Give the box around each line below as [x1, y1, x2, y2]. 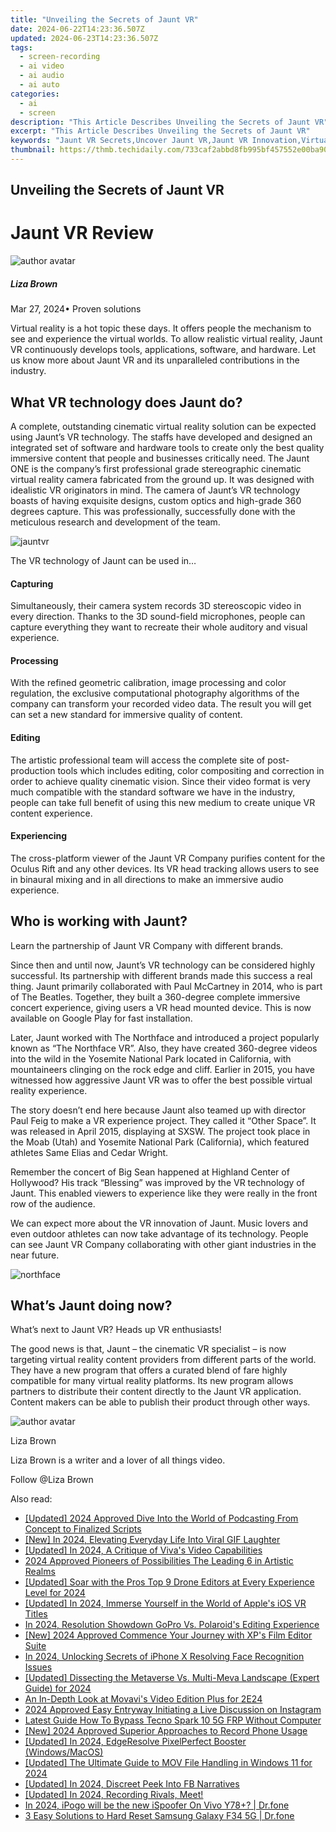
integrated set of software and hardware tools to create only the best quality [10, 441, 325, 453]
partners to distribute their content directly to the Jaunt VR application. [10, 1386, 302, 1398]
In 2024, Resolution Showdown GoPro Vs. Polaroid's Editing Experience [24, 1619, 320, 1631]
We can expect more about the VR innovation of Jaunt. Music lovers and [10, 1217, 309, 1229]
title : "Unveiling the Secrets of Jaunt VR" [10, 14, 199, 25]
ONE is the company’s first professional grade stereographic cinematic [10, 462, 302, 475]
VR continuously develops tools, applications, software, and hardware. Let [10, 344, 317, 356]
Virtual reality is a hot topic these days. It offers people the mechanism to [10, 322, 312, 335]
